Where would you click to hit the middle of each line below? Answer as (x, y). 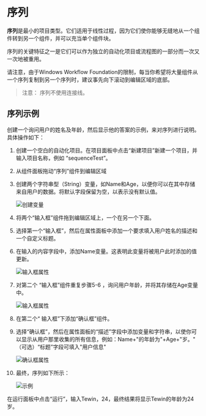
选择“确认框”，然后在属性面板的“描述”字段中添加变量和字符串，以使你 (104, 332)
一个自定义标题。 (37, 238)
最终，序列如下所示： (42, 373)
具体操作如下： (26, 137)
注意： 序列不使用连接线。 (55, 92)
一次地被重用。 (26, 59)
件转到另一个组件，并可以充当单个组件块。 (61, 38)
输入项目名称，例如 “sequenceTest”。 (64, 158)
